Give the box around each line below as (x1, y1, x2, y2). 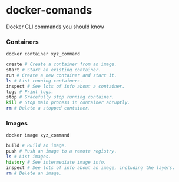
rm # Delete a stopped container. (6, 105, 91, 111)
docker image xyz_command (6, 133, 69, 138)
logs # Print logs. (6, 89, 54, 95)
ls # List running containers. (6, 78, 83, 84)
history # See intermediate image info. (6, 160, 107, 166)
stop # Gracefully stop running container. (6, 94, 115, 100)
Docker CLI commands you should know (6, 23, 105, 30)
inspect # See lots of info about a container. (6, 83, 125, 89)
